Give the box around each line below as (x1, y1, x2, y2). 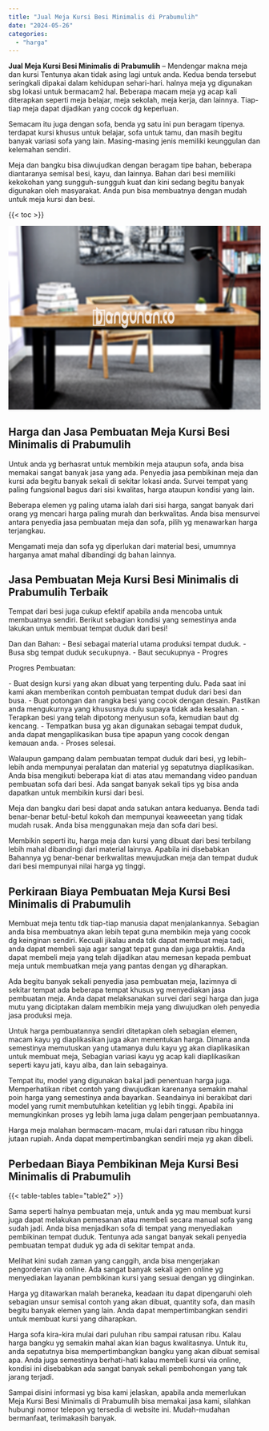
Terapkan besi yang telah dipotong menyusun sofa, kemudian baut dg (8, 713, 239, 723)
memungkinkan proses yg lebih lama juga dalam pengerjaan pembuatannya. (8, 1110, 260, 1119)
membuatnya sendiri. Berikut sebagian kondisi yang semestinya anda (8, 615, 237, 625)
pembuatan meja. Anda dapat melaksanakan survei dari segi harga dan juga (8, 994, 259, 1003)
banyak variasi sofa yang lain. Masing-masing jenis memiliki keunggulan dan (8, 136, 261, 146)
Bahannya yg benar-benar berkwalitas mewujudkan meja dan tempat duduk (8, 853, 259, 863)
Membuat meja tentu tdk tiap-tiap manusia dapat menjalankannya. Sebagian (8, 918, 259, 929)
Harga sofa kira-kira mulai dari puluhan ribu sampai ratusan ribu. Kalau (8, 1330, 242, 1340)
